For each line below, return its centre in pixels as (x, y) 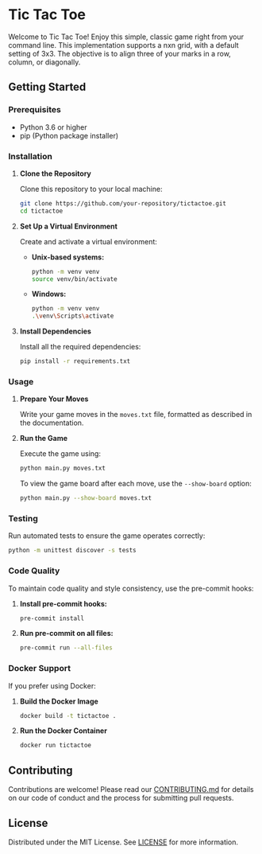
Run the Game (44, 439)
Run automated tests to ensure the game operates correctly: (107, 536)
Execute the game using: (60, 454)
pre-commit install (52, 618)
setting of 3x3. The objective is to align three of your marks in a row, (120, 53)
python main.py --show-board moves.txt (86, 498)
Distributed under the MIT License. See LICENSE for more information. (123, 842)
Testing (23, 519)
